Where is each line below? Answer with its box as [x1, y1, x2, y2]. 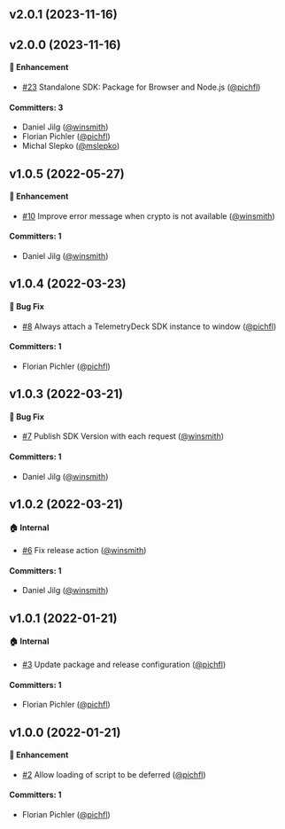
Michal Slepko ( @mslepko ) [21, 141, 120, 152]
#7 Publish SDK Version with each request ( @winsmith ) [21, 431, 224, 442]
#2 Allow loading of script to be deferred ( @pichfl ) [21, 769, 206, 779]
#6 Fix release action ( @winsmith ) [21, 545, 147, 556]
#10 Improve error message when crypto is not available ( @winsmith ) [21, 210, 276, 221]
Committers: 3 [9, 102, 64, 113]
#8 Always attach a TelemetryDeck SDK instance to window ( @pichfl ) [21, 321, 277, 332]
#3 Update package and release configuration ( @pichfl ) [21, 659, 227, 669]
